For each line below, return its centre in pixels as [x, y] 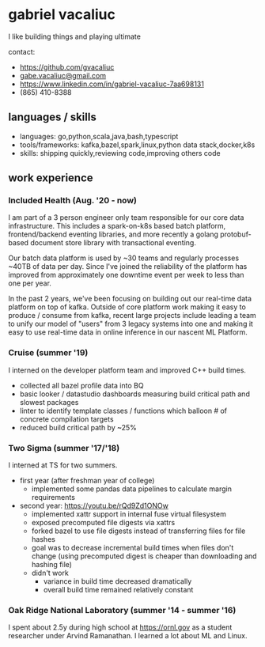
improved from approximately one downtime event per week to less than [126, 275]
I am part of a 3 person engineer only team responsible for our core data [126, 218]
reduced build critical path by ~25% [78, 427]
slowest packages [49, 402]
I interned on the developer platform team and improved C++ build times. [127, 370]
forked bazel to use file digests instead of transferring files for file [138, 531]
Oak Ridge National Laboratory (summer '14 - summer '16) [122, 610]
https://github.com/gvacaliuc [67, 67]
